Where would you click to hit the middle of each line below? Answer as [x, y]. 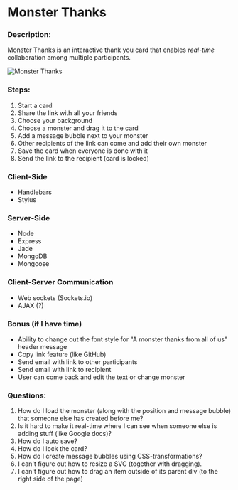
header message [42, 346]
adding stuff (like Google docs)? [65, 434]
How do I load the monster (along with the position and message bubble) [124, 411]
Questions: [27, 395]
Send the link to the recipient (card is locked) [83, 158]
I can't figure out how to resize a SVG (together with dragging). [110, 464]
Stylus [27, 200]
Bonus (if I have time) [45, 324]
